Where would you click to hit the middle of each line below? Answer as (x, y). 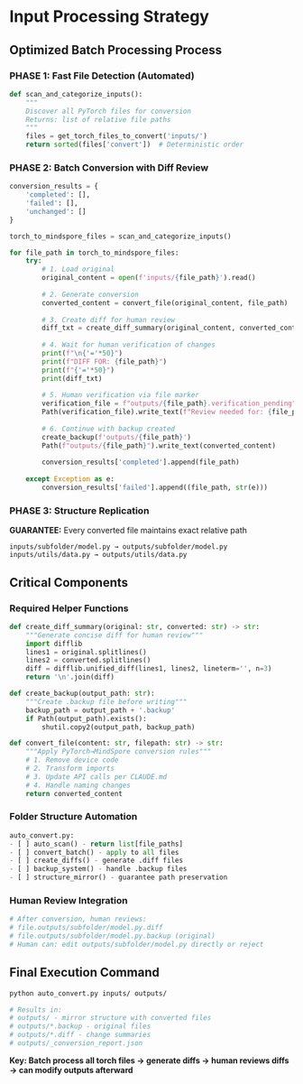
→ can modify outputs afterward (71, 1070)
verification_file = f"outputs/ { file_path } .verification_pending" (169, 403)
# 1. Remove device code (72, 760)
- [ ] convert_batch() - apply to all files (94, 852)
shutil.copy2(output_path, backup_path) (119, 727)
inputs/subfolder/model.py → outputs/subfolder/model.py (119, 547)
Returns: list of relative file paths (98, 119)
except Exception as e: (70, 479)
